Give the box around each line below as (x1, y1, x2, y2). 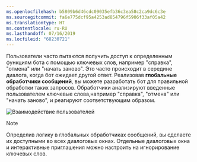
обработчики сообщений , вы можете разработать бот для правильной (6, 78, 188, 85)
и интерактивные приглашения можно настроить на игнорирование (6, 144, 180, 151)
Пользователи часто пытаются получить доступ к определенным (6, 53, 173, 59)
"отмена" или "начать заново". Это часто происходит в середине (6, 65, 173, 72)
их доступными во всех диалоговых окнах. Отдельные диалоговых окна (6, 138, 190, 144)
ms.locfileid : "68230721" (6, 36, 70, 42)
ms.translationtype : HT (6, 20, 65, 26)
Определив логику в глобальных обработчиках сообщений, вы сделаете (6, 131, 191, 138)
